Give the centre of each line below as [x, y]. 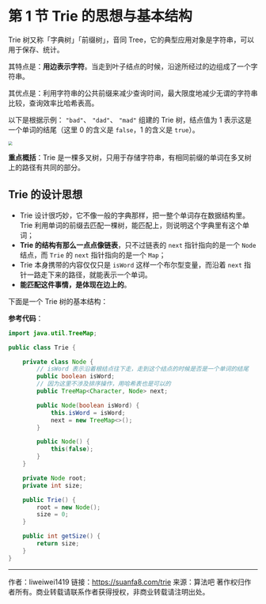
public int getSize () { [62, 536]
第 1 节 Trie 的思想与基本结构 [100, 16]
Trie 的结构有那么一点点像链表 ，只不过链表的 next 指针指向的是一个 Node [138, 245]
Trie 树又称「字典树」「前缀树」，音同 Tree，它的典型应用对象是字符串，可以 [131, 40]
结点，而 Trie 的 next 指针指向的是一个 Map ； [93, 255]
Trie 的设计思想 [46, 195]
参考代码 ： [26, 318]
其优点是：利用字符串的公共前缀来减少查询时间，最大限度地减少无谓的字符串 [133, 93]
